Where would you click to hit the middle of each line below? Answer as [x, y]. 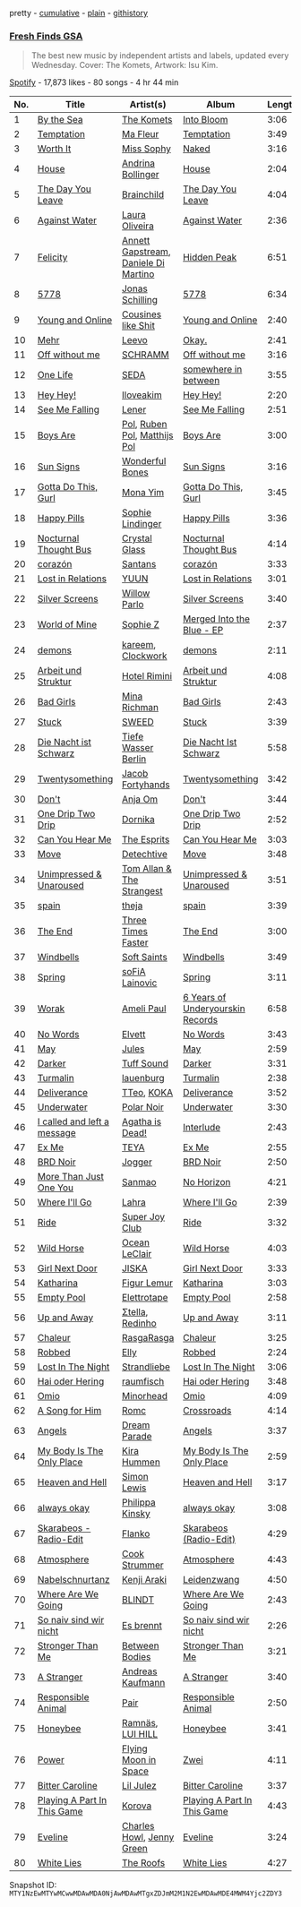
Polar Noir [142, 1107]
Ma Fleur [140, 134]
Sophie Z [140, 624]
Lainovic [139, 983]
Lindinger [142, 524]
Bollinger [140, 175]
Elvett [133, 1035]
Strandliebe [146, 1367]
